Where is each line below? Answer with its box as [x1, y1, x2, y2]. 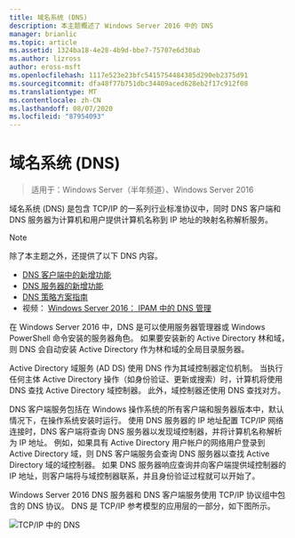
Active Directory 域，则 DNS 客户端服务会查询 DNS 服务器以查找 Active [9, 448, 270, 459]
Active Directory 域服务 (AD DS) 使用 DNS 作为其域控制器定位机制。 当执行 [9, 363, 283, 373]
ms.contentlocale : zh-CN [9, 95, 101, 105]
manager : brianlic [9, 29, 77, 38]
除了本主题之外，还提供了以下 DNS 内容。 [9, 251, 163, 261]
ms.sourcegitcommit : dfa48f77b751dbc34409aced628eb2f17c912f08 [9, 79, 249, 88]
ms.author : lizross [9, 54, 82, 63]
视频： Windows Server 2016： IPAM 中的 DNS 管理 [21, 303, 211, 314]
